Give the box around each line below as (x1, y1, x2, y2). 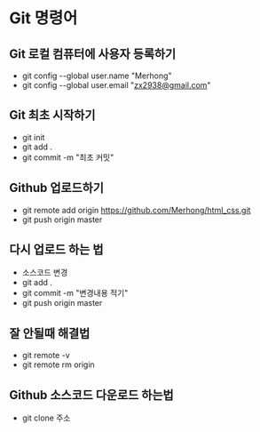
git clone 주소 (21, 412, 71, 423)
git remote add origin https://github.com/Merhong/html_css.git (21, 204, 251, 215)
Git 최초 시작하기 (9, 108, 96, 123)
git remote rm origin (21, 359, 95, 370)
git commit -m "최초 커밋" (21, 152, 114, 163)
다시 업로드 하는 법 (9, 242, 104, 258)
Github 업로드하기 (9, 180, 105, 196)
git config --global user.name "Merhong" (21, 70, 172, 81)
